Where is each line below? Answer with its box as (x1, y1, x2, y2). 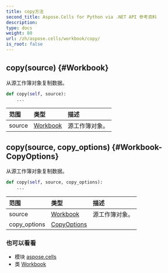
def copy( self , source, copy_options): (6, 179, 103, 185)
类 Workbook (14, 261, 47, 268)
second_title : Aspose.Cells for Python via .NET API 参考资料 (6, 14, 157, 20)
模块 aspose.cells (14, 253, 57, 261)
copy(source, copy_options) (6, 142, 110, 152)
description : (6, 19, 38, 25)
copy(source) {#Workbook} (6, 63, 109, 73)
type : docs (6, 25, 33, 31)
